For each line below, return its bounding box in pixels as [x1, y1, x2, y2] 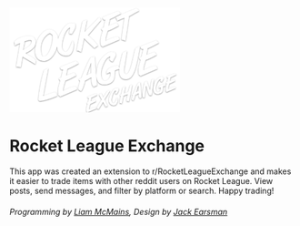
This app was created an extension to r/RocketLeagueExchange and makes [9, 166, 292, 177]
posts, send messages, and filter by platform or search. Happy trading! [9, 185, 275, 196]
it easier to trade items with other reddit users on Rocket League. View [9, 175, 274, 186]
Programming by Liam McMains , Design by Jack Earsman [9, 206, 228, 217]
